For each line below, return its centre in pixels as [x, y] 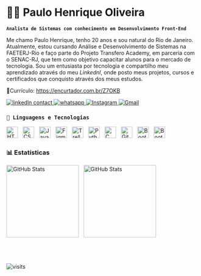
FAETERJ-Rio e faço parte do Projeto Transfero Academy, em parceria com [100, 53]
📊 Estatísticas [28, 153]
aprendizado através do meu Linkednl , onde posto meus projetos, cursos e [100, 72]
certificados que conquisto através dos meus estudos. [75, 79]
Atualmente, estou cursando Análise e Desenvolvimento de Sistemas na [97, 46]
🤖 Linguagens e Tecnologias [48, 117]
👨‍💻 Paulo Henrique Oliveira [76, 12]
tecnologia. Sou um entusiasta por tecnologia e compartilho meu [87, 66]
